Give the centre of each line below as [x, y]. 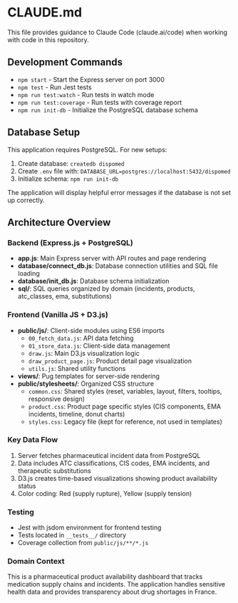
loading [29, 274]
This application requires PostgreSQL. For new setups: [87, 149]
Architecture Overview [59, 222]
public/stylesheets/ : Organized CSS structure [86, 384]
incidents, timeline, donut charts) [77, 414]
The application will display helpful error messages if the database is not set [119, 192]
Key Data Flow [33, 440]
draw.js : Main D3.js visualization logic [84, 353]
